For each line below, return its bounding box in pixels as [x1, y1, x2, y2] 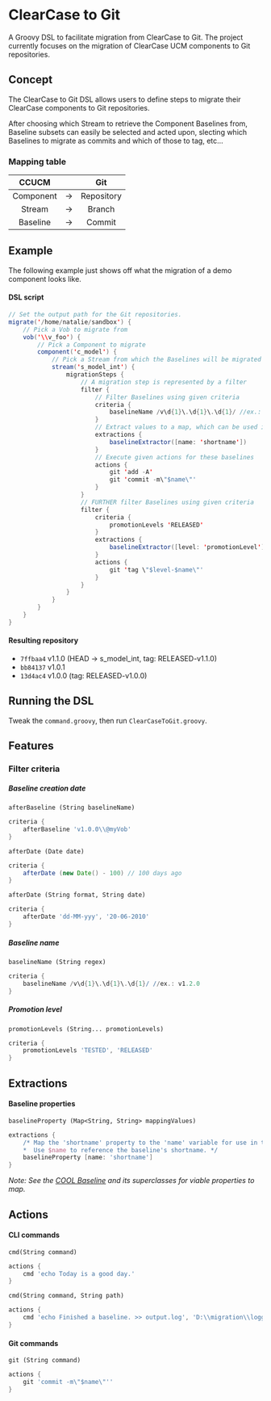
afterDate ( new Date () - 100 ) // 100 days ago [23, 869, 182, 877]
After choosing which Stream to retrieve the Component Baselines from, [8, 119, 248, 128]
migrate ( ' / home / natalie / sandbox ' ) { [8, 317, 131, 326]
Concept [8, 73, 53, 86]
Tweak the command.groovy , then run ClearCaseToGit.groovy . [8, 715, 207, 725]
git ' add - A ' [109, 468, 153, 476]
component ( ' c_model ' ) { [37, 348, 117, 356]
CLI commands [8, 1230, 60, 1240]
